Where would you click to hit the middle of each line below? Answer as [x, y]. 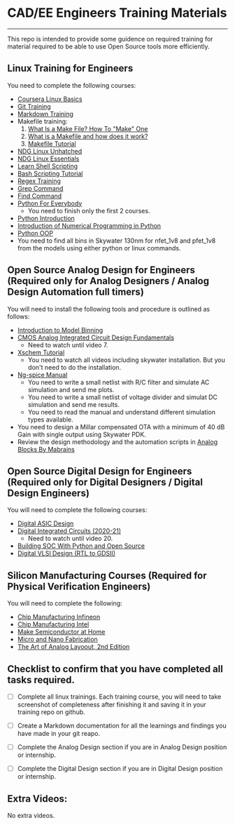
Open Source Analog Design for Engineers [101, 270]
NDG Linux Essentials [48, 159]
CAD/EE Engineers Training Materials [117, 13]
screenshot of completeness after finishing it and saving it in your [112, 705]
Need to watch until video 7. [68, 344]
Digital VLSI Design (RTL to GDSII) [66, 554]
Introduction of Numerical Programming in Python [89, 225]
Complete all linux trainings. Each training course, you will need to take [119, 697]
